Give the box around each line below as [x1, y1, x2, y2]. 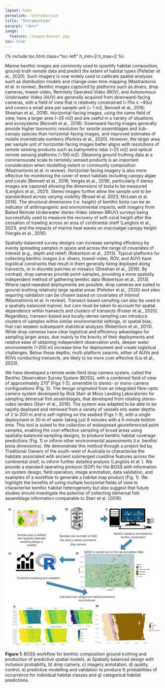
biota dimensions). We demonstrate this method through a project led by [5, 443, 153, 449]
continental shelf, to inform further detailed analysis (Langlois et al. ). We [5, 459, 153, 464]
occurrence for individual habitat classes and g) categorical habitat [5, 672, 141, 678]
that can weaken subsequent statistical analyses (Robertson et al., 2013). [5, 323, 154, 329]
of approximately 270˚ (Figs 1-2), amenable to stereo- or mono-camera [5, 380, 149, 386]
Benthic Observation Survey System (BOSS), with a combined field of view [5, 375, 157, 381]
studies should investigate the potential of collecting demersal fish [5, 490, 140, 496]
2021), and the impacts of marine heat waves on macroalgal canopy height [5, 225, 157, 231]
